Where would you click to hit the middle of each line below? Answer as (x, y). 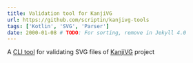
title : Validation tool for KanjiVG (60, 13)
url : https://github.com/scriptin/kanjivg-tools (78, 20)
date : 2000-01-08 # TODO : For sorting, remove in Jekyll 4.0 (97, 33)
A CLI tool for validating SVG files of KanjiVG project (81, 52)
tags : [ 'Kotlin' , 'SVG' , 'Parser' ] (58, 26)
